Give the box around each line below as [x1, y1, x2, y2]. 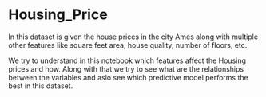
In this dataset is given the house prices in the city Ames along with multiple [8, 32, 258, 41]
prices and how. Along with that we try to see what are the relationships [8, 64, 244, 73]
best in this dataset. [8, 81, 73, 91]
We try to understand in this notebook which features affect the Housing [8, 56, 246, 65]
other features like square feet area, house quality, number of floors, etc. [8, 40, 248, 49]
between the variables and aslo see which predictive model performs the [8, 72, 249, 82]
